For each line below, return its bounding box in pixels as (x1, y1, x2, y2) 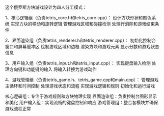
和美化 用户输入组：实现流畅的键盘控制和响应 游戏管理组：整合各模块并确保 (5, 100, 158, 105)
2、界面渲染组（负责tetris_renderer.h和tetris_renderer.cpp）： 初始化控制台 (5, 37, 156, 43)
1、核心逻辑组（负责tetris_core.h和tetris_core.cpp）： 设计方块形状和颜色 (5, 15, 152, 21)
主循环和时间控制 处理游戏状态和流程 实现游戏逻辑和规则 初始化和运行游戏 (5, 83, 155, 88)
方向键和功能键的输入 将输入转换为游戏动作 (9, 66, 97, 72)
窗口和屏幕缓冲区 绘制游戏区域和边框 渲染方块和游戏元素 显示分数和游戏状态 (5, 44, 160, 49)
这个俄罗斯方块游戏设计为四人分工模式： (5, 4, 87, 10)
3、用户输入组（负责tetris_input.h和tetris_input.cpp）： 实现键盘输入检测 (5, 60, 151, 66)
